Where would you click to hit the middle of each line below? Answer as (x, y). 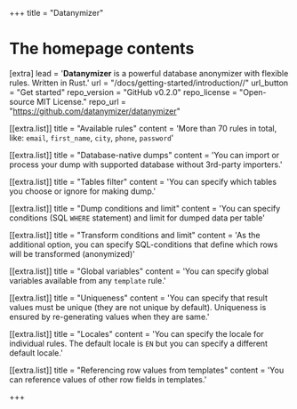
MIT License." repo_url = (82, 101)
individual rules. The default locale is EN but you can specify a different (139, 343)
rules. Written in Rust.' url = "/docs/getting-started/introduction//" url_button (149, 83)
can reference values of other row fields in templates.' (108, 379)
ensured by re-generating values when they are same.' (109, 317)
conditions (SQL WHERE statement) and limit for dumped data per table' (137, 218)
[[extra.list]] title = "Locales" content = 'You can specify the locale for (136, 333)
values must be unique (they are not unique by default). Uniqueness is (138, 307)
